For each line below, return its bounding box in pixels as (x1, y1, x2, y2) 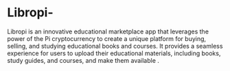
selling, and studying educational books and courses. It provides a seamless (7, 42, 223, 50)
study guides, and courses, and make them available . (7, 56, 160, 64)
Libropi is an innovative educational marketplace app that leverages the (7, 27, 209, 35)
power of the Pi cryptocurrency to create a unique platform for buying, (7, 34, 207, 42)
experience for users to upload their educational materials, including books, (7, 49, 221, 57)
